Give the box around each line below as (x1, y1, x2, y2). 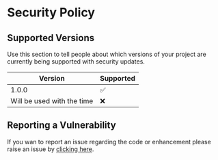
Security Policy (7, 5, 96, 21)
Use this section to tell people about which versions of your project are (7, 50, 206, 58)
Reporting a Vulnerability (7, 120, 116, 131)
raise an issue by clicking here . (7, 145, 94, 153)
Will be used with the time (10, 96, 94, 105)
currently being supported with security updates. (7, 57, 146, 66)
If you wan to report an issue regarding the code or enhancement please (7, 137, 212, 146)
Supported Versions (7, 32, 94, 44)
